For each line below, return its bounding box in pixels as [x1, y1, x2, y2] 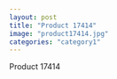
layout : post [9, 12, 58, 22]
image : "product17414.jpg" [9, 29, 109, 38]
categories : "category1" [9, 37, 101, 47]
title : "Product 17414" [9, 21, 97, 30]
